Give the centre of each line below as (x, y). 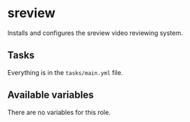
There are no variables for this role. (59, 112)
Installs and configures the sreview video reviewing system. (95, 33)
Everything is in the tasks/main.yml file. (65, 72)
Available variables (51, 95)
